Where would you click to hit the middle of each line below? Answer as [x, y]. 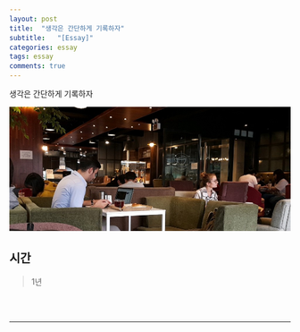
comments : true [37, 66]
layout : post [33, 19]
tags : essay [31, 57]
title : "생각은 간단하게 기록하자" [67, 28]
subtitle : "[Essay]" [51, 38]
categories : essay [43, 47]
